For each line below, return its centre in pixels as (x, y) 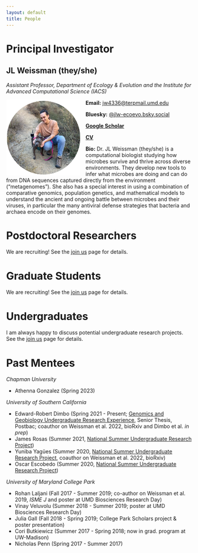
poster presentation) (40, 525)
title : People (24, 19)
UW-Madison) (32, 538)
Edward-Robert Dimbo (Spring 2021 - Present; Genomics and (89, 414)
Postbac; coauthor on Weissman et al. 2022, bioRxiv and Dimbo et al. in (102, 426)
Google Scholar (105, 126)
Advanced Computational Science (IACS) (56, 91)
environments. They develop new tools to (136, 167)
